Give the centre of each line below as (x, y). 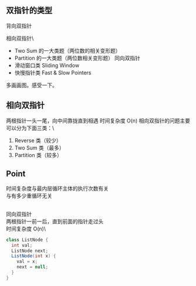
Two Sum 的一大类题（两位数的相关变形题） (68, 50)
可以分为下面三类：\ (30, 128)
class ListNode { (27, 240)
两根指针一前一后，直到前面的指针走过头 (55, 221)
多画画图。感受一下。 (32, 85)
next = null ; (32, 267)
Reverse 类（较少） (38, 140)
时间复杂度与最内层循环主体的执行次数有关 (57, 189)
